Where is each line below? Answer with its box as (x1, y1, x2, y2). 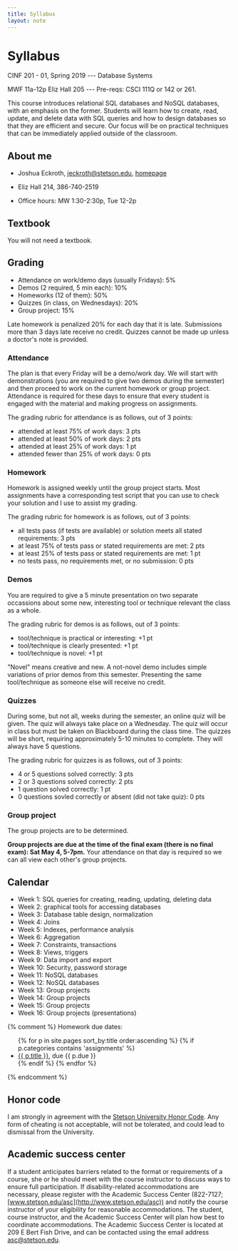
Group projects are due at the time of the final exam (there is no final (7, 840, 214, 849)
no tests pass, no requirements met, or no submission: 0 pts (17, 557, 195, 566)
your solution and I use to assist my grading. (7, 499, 138, 507)
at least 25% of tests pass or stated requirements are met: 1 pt (17, 549, 201, 558)
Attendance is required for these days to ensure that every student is (7, 392, 209, 400)
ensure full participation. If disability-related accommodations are (7, 1182, 200, 1191)
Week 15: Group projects (17, 1001, 90, 1010)
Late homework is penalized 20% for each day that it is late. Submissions (7, 320, 222, 328)
